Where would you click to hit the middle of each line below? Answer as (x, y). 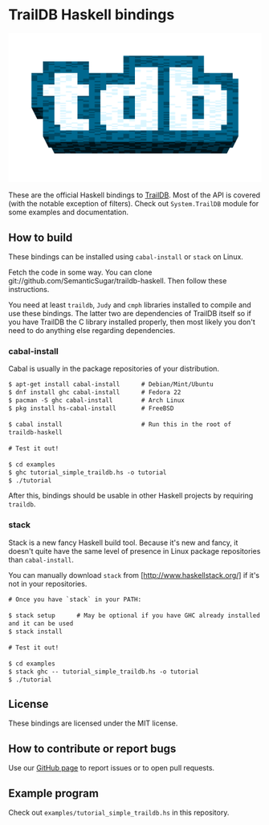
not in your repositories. (48, 583)
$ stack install (35, 632)
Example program (53, 793)
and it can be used (41, 624)
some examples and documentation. (68, 212)
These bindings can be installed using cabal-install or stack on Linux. (126, 257)
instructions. (29, 290)
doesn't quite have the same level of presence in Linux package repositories (134, 551)
